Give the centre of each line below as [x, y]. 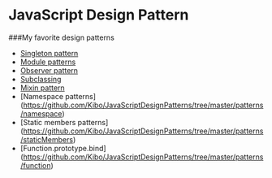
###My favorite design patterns [62, 37]
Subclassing [41, 79]
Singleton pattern [49, 53]
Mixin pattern [42, 88]
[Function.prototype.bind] [63, 148]
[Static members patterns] [64, 122]
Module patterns [48, 62]
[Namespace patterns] [58, 96]
